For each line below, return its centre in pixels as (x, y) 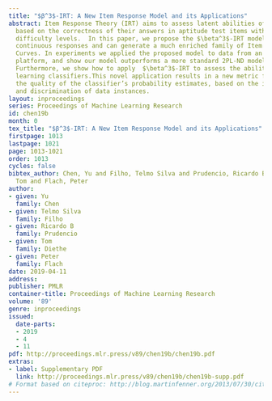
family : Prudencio (47, 234)
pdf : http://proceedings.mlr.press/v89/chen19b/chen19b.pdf (112, 354)
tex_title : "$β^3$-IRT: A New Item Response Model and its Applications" (136, 129)
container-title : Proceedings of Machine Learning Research (112, 294)
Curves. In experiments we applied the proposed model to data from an (139, 53)
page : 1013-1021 (36, 151)
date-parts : (36, 324)
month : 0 (23, 121)
